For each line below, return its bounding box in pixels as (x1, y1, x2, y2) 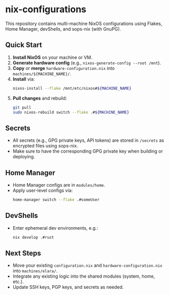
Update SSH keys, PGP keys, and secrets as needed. (12, 284, 124, 290)
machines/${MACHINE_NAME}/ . (12, 70, 71, 77)
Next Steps (5, 249, 41, 257)
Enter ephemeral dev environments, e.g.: (12, 225, 98, 231)
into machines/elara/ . (12, 268, 58, 274)
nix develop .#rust (12, 235, 54, 240)
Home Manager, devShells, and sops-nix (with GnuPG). (5, 26, 121, 32)
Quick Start (5, 41, 42, 50)
